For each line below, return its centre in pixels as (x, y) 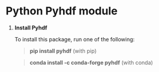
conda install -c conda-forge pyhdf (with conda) (91, 62)
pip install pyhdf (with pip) (63, 51)
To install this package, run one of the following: (74, 39)
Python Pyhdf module (62, 11)
